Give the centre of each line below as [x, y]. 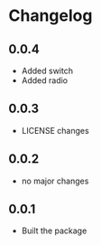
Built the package [54, 231]
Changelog [50, 16]
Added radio [45, 80]
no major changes [55, 181]
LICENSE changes [55, 130]
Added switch [47, 71]
